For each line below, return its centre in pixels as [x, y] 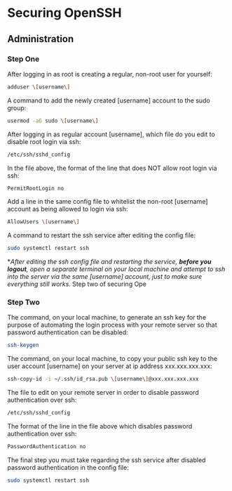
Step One [23, 59]
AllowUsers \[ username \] [43, 222]
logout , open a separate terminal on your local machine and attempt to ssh [116, 269]
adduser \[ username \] [39, 87]
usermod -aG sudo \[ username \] [53, 121]
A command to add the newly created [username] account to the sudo [109, 100]
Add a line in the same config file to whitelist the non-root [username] [108, 202]
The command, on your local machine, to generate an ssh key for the [107, 317]
